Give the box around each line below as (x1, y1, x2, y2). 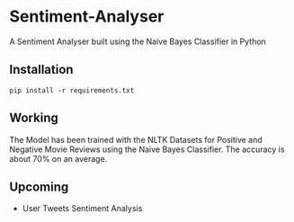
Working (9, 111, 58, 126)
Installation (9, 62, 74, 77)
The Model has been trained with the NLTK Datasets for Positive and (9, 134, 263, 145)
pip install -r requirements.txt (9, 85, 135, 95)
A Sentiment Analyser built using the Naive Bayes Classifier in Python (9, 36, 267, 47)
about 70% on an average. (9, 153, 108, 164)
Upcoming (9, 179, 69, 194)
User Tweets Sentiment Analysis (22, 203, 143, 214)
